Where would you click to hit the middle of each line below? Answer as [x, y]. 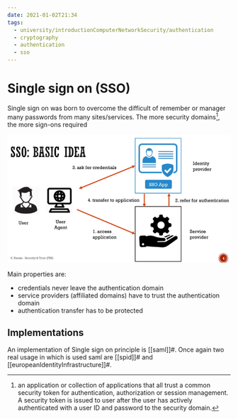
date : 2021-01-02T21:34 [42, 15]
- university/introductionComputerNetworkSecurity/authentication [114, 30]
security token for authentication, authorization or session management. [123, 393]
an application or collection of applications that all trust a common [114, 385]
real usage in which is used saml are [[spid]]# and [80, 357]
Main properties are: [37, 274]
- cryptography [36, 38]
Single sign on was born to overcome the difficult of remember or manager [117, 108]
